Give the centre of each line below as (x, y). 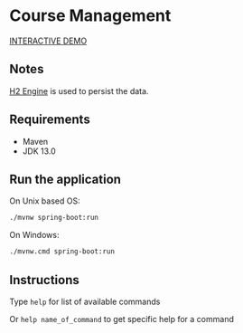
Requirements (50, 120)
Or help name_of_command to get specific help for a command (122, 319)
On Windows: (34, 235)
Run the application (65, 179)
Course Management (90, 16)
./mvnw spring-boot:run (54, 218)
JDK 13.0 (39, 151)
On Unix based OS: (45, 201)
